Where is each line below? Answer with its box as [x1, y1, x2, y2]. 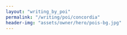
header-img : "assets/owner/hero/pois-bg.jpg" [5, 20, 122, 26]
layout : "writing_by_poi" [5, 8, 70, 15]
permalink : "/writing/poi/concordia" [5, 14, 101, 20]
